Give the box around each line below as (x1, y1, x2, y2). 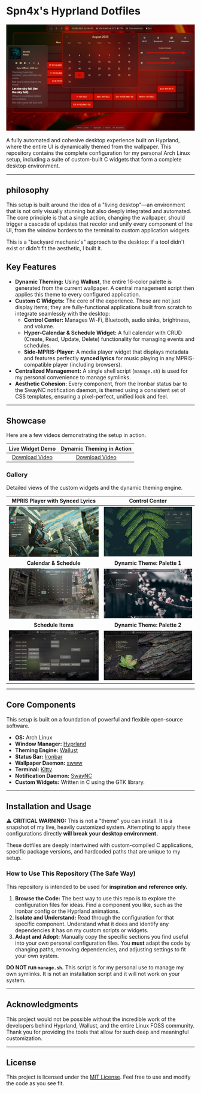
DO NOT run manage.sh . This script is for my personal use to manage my (6, 963, 184, 971)
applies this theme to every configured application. (14, 291, 141, 298)
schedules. (23, 342, 51, 349)
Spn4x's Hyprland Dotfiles (6, 4, 141, 18)
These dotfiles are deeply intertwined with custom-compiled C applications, (6, 842, 193, 849)
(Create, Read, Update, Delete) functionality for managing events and (23, 335, 194, 343)
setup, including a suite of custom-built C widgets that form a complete (6, 155, 182, 163)
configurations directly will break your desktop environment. (6, 830, 159, 837)
